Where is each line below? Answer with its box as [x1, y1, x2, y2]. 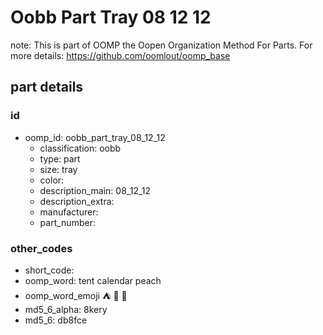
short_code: [24, 264, 75, 276]
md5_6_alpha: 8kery [24, 303, 108, 315]
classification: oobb [39, 142, 122, 154]
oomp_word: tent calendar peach [24, 274, 162, 286]
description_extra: [39, 195, 115, 207]
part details [10, 79, 84, 96]
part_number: [39, 216, 96, 228]
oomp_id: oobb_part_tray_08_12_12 [24, 131, 166, 143]
